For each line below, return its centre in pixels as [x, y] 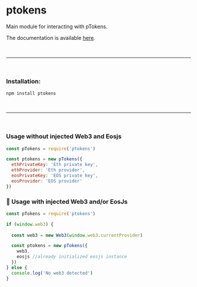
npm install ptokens [31, 94]
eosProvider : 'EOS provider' [47, 181]
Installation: [23, 81]
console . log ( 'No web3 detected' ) [52, 273]
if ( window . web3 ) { [30, 224]
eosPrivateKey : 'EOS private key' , [55, 176]
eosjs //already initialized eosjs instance [72, 257]
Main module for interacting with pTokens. [57, 26]
